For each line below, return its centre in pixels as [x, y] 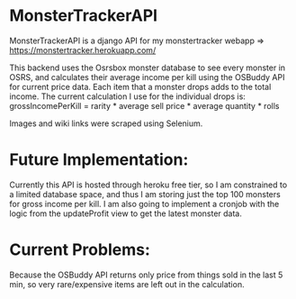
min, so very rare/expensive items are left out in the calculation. [127, 284]
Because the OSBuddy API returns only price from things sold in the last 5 [146, 275]
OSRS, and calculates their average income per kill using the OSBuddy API [147, 77]
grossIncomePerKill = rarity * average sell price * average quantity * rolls [144, 105]
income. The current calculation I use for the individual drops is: [127, 96]
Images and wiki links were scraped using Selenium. [106, 123]
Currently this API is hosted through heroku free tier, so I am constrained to [148, 185]
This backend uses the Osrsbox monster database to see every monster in [148, 68]
